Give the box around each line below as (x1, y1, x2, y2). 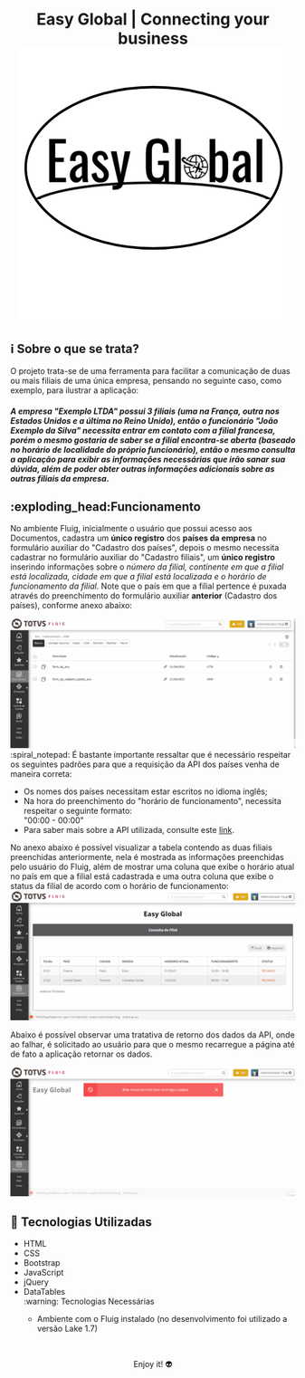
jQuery (23, 1277, 49, 1287)
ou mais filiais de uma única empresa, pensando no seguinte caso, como (10, 376, 282, 386)
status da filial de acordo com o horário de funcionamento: (10, 880, 229, 891)
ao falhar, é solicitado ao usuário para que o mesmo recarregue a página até (10, 1039, 295, 1050)
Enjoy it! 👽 (133, 1359, 173, 1370)
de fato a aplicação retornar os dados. (10, 1048, 153, 1059)
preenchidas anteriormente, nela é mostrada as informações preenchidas (10, 851, 284, 862)
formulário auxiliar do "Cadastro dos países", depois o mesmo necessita (10, 542, 280, 553)
